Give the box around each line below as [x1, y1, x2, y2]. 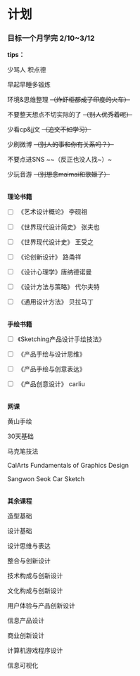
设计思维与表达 [7, 542, 51, 550]
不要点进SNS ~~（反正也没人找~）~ [7, 155, 113, 164]
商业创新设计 [7, 631, 44, 640]
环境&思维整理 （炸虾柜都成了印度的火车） [7, 96, 130, 104]
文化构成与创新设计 [7, 587, 63, 595]
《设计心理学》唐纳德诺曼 [17, 267, 92, 276]
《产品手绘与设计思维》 [17, 350, 86, 358]
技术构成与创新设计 [7, 571, 63, 580]
